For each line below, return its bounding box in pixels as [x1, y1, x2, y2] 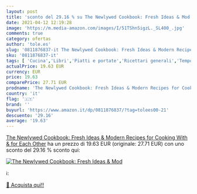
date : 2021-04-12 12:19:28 [6, 19, 72, 25]
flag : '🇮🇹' [6, 96, 35, 102]
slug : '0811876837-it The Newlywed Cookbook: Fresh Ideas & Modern [6, 47, 175, 53]
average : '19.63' [6, 118, 49, 124]
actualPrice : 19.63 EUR [6, 63, 64, 69]
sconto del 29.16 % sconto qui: [6, 146, 80, 153]
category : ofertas [6, 36, 51, 42]
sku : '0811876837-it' [6, 52, 59, 58]
